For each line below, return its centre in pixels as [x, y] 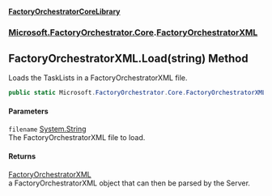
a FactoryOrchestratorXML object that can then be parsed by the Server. [130, 183]
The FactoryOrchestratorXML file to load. [77, 138]
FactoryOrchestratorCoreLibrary [64, 11]
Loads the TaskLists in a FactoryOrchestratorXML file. [98, 78]
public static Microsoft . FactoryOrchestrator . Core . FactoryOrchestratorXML [137, 93]
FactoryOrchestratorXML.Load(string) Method [128, 58]
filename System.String [47, 129]
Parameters [28, 111]
